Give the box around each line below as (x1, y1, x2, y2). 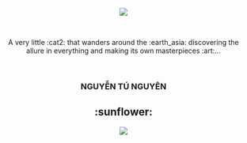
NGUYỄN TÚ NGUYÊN (80, 81, 167, 92)
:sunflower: (94, 105, 153, 119)
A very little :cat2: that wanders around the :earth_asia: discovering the (8, 38, 239, 47)
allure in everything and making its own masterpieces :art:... (25, 46, 222, 55)
